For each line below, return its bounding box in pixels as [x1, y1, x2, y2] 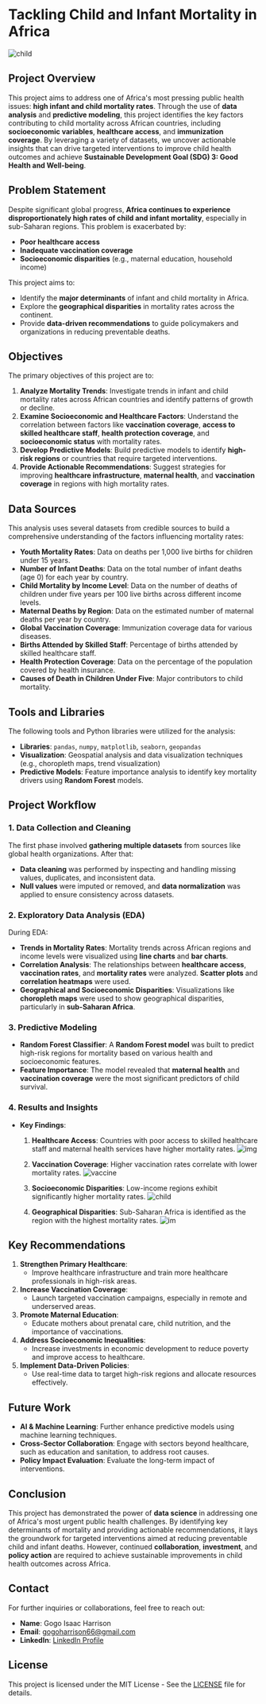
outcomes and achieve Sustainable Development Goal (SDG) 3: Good [8, 152, 238, 161]
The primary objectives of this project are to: [8, 371, 154, 381]
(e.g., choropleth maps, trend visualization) [19, 759, 161, 768]
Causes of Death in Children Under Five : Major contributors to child [19, 674, 244, 684]
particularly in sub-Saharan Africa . [19, 1001, 136, 1011]
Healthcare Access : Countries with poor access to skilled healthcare [31, 1135, 258, 1145]
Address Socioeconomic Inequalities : [19, 1335, 146, 1345]
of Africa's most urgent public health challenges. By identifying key [8, 1516, 229, 1527]
